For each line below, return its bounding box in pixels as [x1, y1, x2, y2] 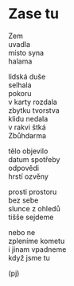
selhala [8, 80, 32, 90]
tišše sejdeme [8, 212, 54, 222]
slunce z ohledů [8, 203, 61, 213]
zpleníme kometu [8, 236, 65, 245]
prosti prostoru [8, 187, 57, 196]
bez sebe [8, 195, 39, 205]
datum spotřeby [8, 154, 60, 164]
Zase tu [8, 5, 60, 23]
